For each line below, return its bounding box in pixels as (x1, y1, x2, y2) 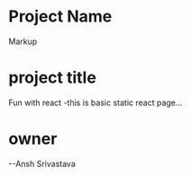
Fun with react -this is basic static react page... (8, 97, 183, 108)
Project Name (8, 6, 113, 27)
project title (8, 67, 96, 88)
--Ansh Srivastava (8, 158, 76, 169)
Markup (8, 36, 38, 47)
